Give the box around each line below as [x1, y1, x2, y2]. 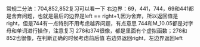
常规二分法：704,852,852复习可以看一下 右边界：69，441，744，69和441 [6, 5, 189, 12]
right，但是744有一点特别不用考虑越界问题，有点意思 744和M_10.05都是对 [6, 20, 189, 26]
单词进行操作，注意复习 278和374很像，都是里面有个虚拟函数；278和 [16, 27, 187, 34]
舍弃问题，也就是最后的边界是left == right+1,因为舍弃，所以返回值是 [11, 12, 179, 19]
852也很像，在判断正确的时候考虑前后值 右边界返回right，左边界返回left [6, 35, 183, 41]
